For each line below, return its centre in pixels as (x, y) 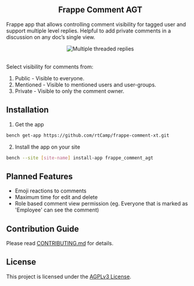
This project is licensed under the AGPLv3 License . (69, 276)
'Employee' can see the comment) (57, 210)
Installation (27, 110)
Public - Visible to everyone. (50, 78)
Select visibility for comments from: (50, 67)
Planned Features (40, 176)
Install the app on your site (47, 147)
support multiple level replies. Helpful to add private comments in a (89, 31)
